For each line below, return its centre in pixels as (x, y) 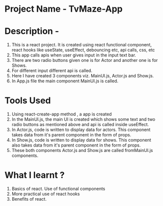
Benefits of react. (29, 199)
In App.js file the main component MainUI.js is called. (65, 81)
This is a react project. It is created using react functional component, (81, 45)
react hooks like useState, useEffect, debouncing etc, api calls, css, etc (83, 50)
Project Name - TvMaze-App (64, 9)
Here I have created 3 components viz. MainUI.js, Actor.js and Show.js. (83, 76)
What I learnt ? (35, 175)
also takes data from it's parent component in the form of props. (76, 145)
